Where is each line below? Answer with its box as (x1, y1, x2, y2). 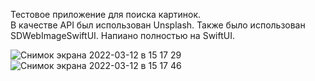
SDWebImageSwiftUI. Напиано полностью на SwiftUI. (10, 30, 235, 41)
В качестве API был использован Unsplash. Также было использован (10, 19, 306, 31)
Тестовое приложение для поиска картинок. (10, 9, 202, 20)
